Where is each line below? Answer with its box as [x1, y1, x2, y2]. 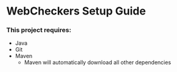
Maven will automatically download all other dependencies [24, 59, 172, 66]
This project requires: [6, 26, 72, 34]
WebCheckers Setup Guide [6, 4, 146, 18]
